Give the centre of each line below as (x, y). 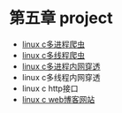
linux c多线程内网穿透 (61, 77)
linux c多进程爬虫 (53, 44)
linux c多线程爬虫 (53, 55)
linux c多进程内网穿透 (61, 66)
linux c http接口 (50, 88)
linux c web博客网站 (58, 99)
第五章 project (61, 18)
